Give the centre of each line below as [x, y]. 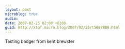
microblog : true [21, 14]
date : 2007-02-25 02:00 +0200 [36, 23]
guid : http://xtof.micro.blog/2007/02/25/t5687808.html [62, 28]
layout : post [18, 9]
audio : [12, 18]
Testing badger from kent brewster [40, 41]
